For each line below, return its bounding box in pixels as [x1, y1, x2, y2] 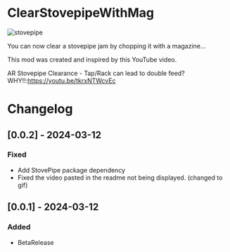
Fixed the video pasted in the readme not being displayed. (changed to [17, 173, 223, 182]
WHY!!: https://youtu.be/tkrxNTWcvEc [7, 76, 116, 85]
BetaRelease [17, 238, 54, 246]
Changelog [7, 101, 73, 117]
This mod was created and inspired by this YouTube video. [7, 55, 177, 64]
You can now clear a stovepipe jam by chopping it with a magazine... [7, 41, 206, 50]
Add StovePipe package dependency [17, 166, 125, 174]
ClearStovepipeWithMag [7, 5, 155, 21]
